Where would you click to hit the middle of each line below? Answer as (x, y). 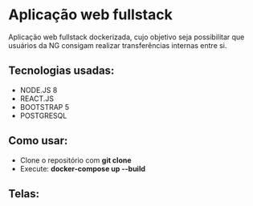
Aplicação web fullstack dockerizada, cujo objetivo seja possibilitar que (126, 37)
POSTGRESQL (43, 115)
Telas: (24, 194)
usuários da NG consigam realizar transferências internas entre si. (118, 45)
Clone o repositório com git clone (75, 160)
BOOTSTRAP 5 (45, 107)
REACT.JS (37, 99)
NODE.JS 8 (39, 90)
